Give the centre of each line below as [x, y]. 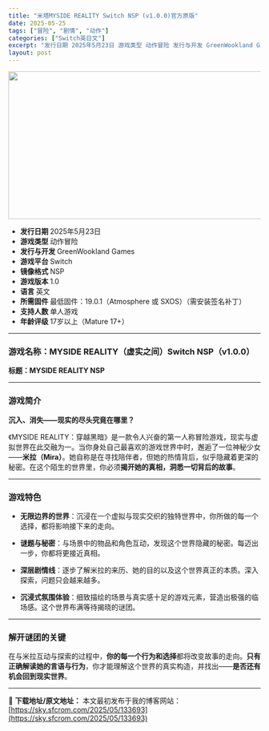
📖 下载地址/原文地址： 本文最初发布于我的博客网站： [95, 701]
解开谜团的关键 [37, 637]
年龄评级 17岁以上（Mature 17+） [74, 321]
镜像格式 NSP [42, 271]
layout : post [30, 53]
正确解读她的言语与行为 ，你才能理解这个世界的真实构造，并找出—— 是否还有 [134, 666]
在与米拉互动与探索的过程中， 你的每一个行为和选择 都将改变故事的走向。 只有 [134, 657]
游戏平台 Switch [46, 261]
